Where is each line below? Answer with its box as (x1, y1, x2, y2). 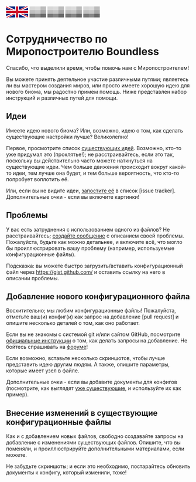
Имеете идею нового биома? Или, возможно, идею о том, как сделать (6, 127, 183, 134)
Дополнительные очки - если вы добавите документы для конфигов (6, 379, 177, 386)
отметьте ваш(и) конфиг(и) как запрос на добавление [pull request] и (6, 313, 179, 320)
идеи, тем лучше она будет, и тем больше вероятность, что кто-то (12, 169, 180, 176)
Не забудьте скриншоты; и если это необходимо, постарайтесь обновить (6, 463, 191, 470)
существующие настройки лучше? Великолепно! (6, 133, 129, 140)
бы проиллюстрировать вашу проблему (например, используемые (6, 245, 175, 252)
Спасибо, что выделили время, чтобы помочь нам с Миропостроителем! (6, 64, 190, 71)
